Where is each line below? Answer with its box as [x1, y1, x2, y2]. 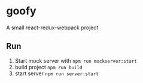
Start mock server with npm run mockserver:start [14, 57, 138, 64]
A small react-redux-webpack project [6, 24, 99, 31]
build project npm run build [14, 63, 83, 70]
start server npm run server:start [14, 70, 99, 77]
